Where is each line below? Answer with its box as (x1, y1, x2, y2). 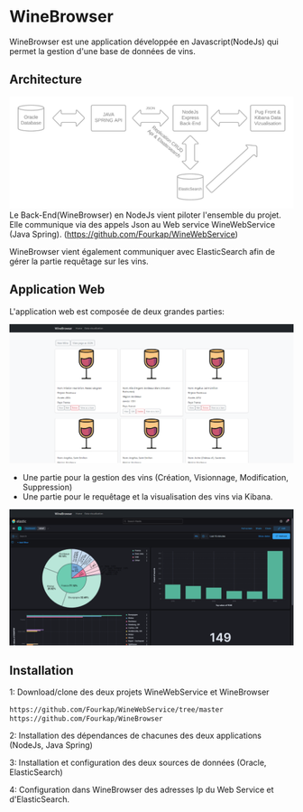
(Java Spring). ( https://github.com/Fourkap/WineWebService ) (9, 229, 239, 240)
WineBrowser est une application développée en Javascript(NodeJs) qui (9, 36, 280, 47)
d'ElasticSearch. (9, 794, 70, 805)
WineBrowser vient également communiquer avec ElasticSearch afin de (9, 247, 275, 257)
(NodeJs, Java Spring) (9, 740, 93, 751)
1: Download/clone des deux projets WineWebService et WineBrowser (9, 686, 270, 697)
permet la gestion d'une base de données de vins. (9, 45, 197, 56)
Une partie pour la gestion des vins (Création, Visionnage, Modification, (22, 471, 289, 482)
